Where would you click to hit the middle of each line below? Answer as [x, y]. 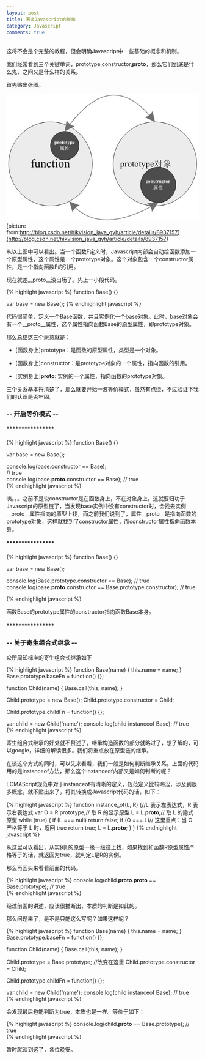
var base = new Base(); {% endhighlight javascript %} [74, 303]
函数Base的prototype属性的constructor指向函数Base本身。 [80, 611]
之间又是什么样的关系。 [52, 72]
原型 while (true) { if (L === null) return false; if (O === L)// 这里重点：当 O [99, 820]
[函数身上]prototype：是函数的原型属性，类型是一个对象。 [88, 350]
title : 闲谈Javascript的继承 [41, 19]
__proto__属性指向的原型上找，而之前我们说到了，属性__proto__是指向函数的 [102, 513]
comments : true [26, 32]
